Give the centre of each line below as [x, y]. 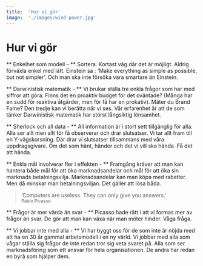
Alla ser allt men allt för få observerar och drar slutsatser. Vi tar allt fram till [99, 133]
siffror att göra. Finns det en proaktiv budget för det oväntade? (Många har [99, 95]
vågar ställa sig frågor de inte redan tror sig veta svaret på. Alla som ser [96, 244]
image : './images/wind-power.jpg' [51, 18]
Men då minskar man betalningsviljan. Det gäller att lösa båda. [84, 183]
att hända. [19, 152]
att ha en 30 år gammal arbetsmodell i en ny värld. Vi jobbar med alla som [98, 237]
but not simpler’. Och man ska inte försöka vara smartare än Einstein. [92, 77]
